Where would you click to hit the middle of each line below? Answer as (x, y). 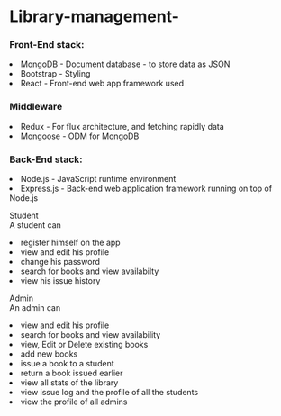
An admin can (35, 308)
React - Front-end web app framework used (103, 84)
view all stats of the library (70, 383)
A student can (35, 225)
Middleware (36, 107)
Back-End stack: (46, 159)
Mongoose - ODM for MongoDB (80, 136)
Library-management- (95, 17)
